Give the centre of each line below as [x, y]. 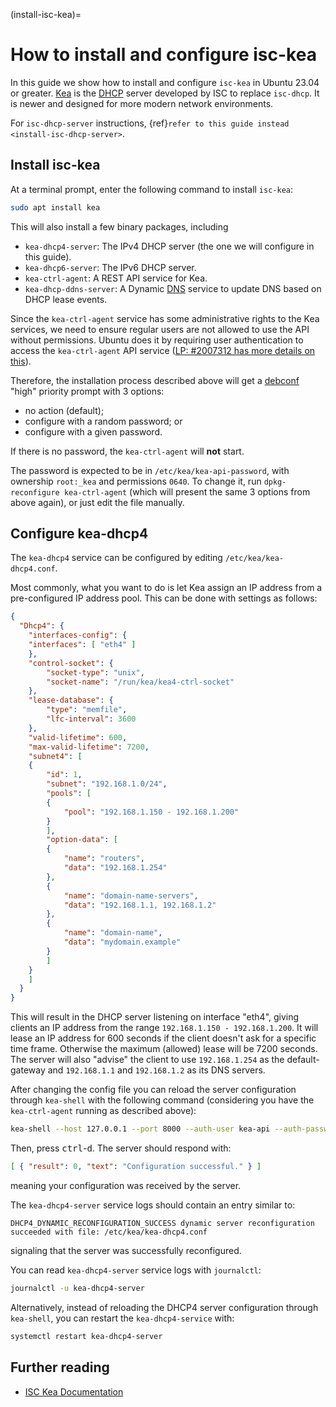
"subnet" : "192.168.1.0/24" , [107, 784]
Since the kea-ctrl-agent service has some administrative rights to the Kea [165, 318]
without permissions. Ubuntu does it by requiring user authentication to [157, 340]
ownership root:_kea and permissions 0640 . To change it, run [136, 481]
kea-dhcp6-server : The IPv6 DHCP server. [110, 267]
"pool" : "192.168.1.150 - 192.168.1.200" [151, 812]
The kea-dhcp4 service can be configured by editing [116, 558]
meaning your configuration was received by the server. [126, 1185]
